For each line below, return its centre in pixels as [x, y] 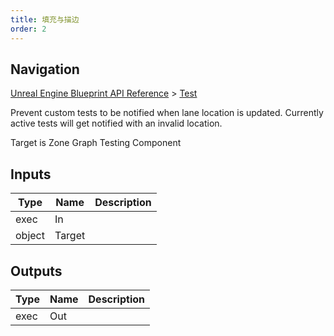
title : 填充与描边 [45, 19]
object [30, 236]
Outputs [36, 271]
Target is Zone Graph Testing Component [96, 143]
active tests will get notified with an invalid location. [116, 123]
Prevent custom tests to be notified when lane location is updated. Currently [167, 113]
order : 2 [28, 29]
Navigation [45, 69]
